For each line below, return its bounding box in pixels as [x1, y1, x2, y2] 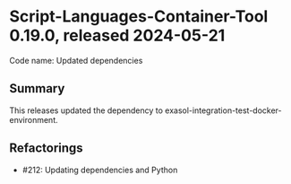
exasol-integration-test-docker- [165, 105, 282, 116]
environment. [9, 114, 58, 125]
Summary [9, 81, 65, 96]
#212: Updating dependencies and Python [21, 164, 178, 175]
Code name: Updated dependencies [9, 55, 143, 66]
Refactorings [9, 141, 83, 156]
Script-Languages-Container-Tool [9, 6, 269, 27]
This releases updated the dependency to [9, 105, 164, 116]
